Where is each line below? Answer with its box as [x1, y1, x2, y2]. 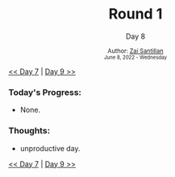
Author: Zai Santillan [107, 47, 164, 55]
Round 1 [108, 5, 163, 23]
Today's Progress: [8, 86, 82, 97]
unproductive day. [19, 143, 81, 153]
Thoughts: [8, 126, 51, 137]
